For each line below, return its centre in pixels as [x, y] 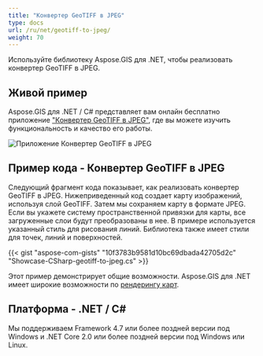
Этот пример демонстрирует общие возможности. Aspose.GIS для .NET [130, 276]
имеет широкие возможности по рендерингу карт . [94, 284]
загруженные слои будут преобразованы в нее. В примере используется [132, 220]
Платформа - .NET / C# [67, 309]
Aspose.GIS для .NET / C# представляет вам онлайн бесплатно [114, 112]
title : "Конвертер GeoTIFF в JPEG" [67, 15]
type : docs [26, 23]
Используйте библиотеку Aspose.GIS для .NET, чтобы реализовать [120, 60]
